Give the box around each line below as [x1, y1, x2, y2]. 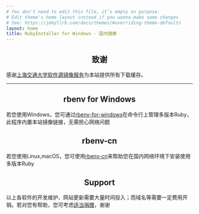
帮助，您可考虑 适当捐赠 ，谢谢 [37, 202, 110, 209]
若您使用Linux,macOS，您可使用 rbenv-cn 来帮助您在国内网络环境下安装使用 [6, 152, 191, 159]
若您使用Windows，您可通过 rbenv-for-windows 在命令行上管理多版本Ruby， [6, 111, 192, 118]
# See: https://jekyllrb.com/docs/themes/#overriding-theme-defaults [6, 20, 182, 26]
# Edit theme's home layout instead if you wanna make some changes [6, 14, 179, 20]
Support [84, 177, 115, 187]
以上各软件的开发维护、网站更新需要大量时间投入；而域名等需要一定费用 [6, 194, 182, 201]
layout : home [6, 25, 38, 32]
